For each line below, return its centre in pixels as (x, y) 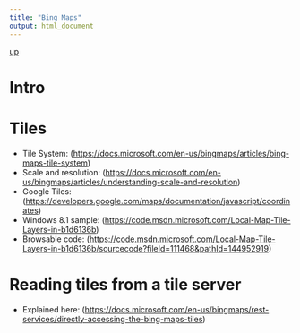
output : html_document (51, 26)
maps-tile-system (55, 163)
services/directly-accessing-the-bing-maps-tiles (112, 319)
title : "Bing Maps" (46, 17)
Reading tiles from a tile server (125, 284)
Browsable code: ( (56, 239)
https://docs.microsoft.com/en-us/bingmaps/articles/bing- (181, 153)
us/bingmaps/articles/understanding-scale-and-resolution (130, 182)
